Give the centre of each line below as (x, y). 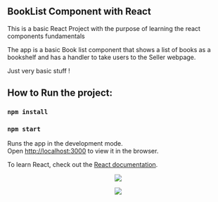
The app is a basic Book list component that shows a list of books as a (109, 49)
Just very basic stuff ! (39, 70)
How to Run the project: (60, 93)
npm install (28, 112)
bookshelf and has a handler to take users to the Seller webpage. (102, 57)
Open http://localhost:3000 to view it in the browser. (83, 151)
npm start (24, 129)
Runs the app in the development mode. (65, 144)
